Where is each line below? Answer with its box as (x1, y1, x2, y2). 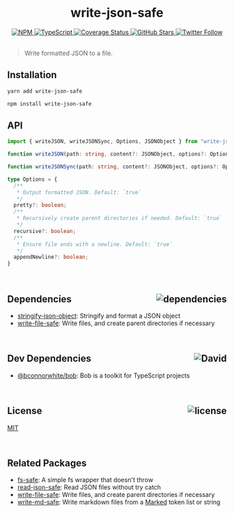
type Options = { (7, 176, 58, 183)
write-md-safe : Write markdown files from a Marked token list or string (17, 498, 221, 507)
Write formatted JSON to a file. (24, 49, 113, 57)
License (7, 405, 42, 417)
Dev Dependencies (7, 352, 92, 364)
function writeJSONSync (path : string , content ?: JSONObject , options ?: (7, 163, 219, 170)
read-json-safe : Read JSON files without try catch (17, 483, 162, 491)
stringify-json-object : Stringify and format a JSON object (17, 312, 181, 320)
